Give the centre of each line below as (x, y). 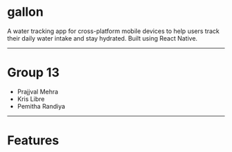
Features (33, 141)
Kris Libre (31, 99)
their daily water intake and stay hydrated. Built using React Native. (103, 38)
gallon (25, 12)
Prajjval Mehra (38, 91)
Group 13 (33, 73)
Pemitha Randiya (41, 106)
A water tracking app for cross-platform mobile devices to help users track (113, 31)
